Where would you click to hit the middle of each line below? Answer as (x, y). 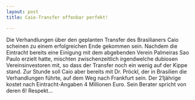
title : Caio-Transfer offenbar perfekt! (57, 17)
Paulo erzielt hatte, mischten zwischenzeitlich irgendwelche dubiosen (92, 59)
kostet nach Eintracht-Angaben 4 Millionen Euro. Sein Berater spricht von (96, 84)
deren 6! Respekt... (30, 90)
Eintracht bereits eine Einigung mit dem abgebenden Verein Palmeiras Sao (98, 52)
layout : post (22, 12)
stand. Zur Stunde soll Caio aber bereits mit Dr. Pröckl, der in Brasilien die (97, 71)
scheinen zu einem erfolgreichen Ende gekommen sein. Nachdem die (92, 46)
